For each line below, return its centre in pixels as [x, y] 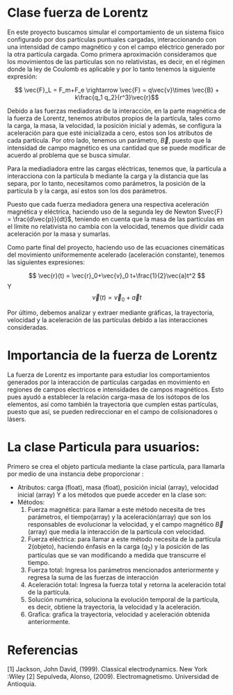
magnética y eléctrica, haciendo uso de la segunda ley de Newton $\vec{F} [115, 211]
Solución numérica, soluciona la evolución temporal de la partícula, [124, 600]
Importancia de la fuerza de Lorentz [112, 355]
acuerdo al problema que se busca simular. [69, 155]
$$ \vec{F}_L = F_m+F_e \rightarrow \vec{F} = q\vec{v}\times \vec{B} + [117, 90]
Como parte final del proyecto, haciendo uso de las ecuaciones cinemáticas [116, 247]
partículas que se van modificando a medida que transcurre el [117, 555]
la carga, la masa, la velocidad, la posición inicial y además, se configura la [114, 125]
